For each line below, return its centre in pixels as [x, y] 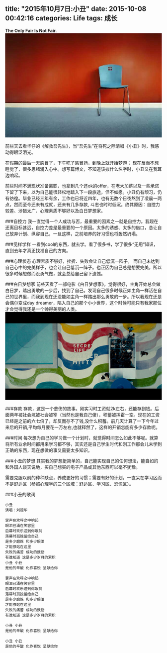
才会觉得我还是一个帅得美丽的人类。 [42, 309]
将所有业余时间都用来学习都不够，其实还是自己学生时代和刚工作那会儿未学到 [83, 444]
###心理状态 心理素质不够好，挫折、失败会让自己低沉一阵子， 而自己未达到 [83, 261]
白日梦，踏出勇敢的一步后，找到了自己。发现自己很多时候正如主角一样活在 [81, 290]
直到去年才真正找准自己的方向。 [38, 250]
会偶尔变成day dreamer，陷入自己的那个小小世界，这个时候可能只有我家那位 [83, 303]
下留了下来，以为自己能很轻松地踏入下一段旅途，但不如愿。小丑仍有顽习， [81, 192]
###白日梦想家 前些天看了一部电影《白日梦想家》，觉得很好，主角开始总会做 [83, 284]
